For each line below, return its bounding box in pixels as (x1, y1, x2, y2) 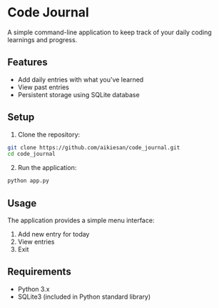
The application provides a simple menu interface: (7, 216, 155, 224)
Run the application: (17, 164, 77, 172)
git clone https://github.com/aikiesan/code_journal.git (7, 144, 180, 151)
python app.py (7, 177, 50, 184)
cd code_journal (7, 151, 56, 158)
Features (7, 56, 48, 69)
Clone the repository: (17, 130, 81, 139)
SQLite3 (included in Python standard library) (17, 292, 151, 301)
